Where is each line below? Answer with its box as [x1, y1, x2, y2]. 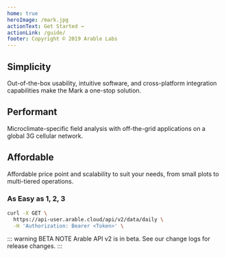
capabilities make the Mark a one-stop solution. [7, 86, 142, 95]
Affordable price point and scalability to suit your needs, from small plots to [7, 169, 219, 178]
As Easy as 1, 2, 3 [7, 194, 66, 204]
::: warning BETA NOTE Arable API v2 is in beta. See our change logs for [7, 234, 210, 243]
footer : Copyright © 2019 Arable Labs [7, 36, 118, 42]
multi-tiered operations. [7, 177, 74, 185]
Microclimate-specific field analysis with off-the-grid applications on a [7, 124, 205, 132]
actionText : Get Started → [7, 23, 84, 29]
